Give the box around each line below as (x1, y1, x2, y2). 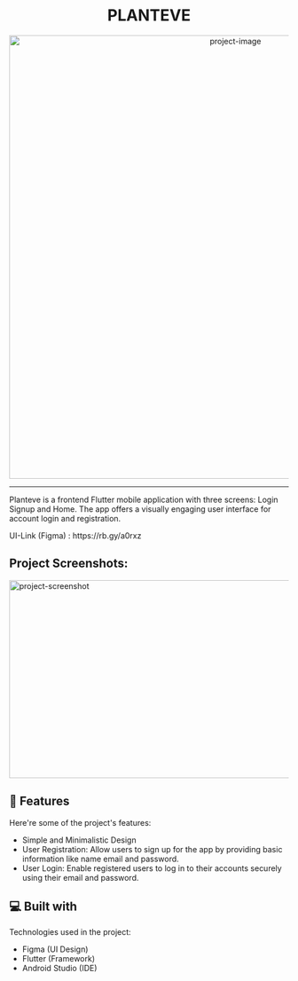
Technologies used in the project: (9, 927, 131, 938)
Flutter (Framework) (21, 954, 96, 964)
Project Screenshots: (9, 556, 129, 571)
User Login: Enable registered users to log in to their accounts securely (21, 862, 282, 874)
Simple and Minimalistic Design (21, 835, 137, 845)
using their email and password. (21, 872, 139, 883)
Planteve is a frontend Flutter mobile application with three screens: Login (9, 494, 278, 505)
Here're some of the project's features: (9, 817, 152, 828)
